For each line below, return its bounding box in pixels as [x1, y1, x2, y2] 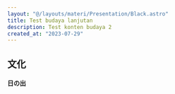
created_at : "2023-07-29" [7, 30, 83, 37]
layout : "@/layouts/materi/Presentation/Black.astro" [7, 10, 169, 18]
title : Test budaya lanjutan [7, 17, 93, 24]
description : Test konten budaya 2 [7, 23, 112, 30]
